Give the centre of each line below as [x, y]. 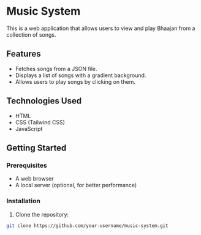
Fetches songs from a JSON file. [56, 69]
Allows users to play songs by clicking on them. [75, 81]
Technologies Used [44, 101]
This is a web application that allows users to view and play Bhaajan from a [101, 28]
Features [24, 54]
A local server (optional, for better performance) [76, 185]
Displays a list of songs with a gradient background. [81, 75]
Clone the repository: [42, 214]
